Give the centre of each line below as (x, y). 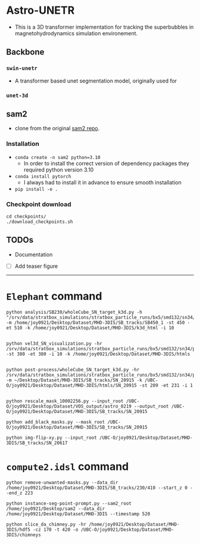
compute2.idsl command (68, 466)
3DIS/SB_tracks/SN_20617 (37, 443)
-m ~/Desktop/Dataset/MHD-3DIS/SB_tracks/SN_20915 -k (74, 380)
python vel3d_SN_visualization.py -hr (54, 343)
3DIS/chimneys (24, 535)
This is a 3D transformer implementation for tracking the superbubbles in (104, 27)
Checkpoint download (39, 204)
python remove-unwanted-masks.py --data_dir (62, 482)
